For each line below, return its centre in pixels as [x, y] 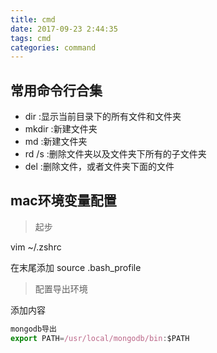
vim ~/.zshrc [36, 247]
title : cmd [33, 19]
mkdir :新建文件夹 [61, 129]
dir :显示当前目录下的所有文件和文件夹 [103, 117]
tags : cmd [31, 38]
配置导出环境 [61, 288]
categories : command [53, 47]
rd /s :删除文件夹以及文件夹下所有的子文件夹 [115, 154]
